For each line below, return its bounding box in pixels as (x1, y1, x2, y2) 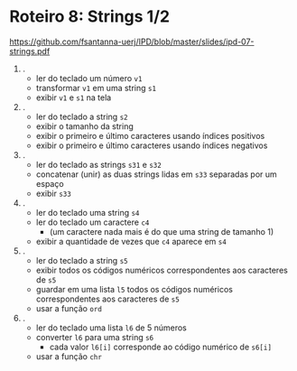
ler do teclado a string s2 (35, 111, 128, 122)
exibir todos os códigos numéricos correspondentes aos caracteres (35, 264, 289, 275)
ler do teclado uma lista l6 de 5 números (35, 322, 187, 333)
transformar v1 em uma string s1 (35, 82, 156, 93)
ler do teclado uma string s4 (35, 207, 140, 218)
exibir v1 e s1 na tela (35, 92, 112, 103)
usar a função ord (35, 302, 102, 313)
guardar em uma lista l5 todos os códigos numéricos (35, 283, 233, 294)
